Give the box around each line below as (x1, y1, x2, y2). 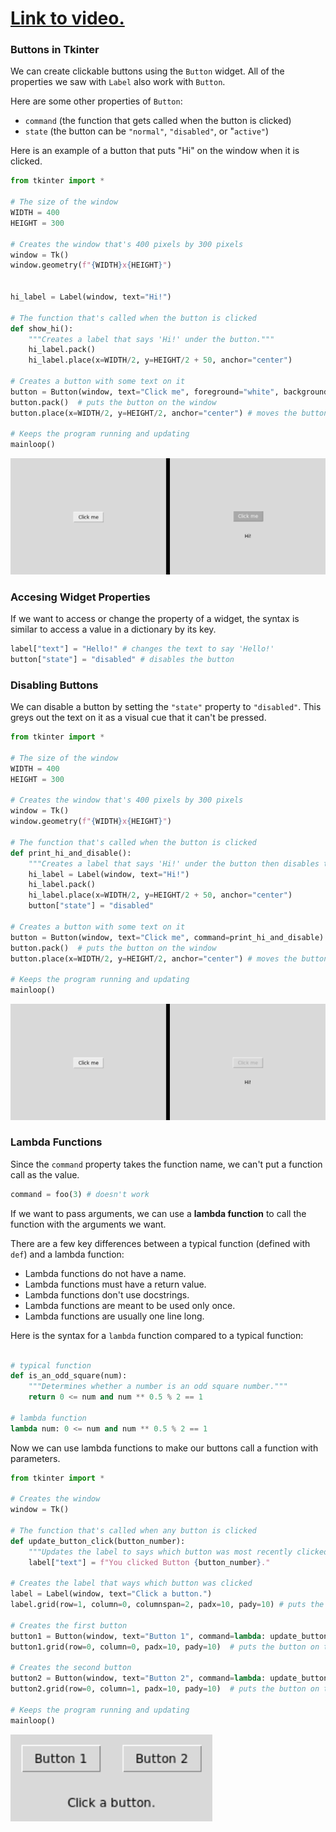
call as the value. (10, 1168, 80, 1181)
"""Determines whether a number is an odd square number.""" (28, 1382, 288, 1392)
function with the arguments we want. (10, 1218, 167, 1230)
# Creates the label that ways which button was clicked (10, 1578, 253, 1589)
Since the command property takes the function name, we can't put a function (10, 1158, 323, 1170)
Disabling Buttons (10, 678, 99, 692)
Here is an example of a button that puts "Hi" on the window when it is (10, 145, 300, 157)
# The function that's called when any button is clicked (10, 1526, 257, 1536)
